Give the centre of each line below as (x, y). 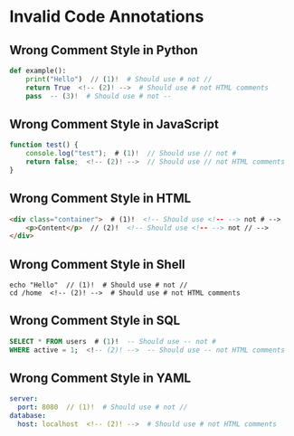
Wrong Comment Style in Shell (97, 264)
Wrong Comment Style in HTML (100, 199)
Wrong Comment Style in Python (104, 50)
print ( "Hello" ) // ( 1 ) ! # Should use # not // (119, 79)
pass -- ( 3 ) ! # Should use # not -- (99, 96)
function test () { (44, 145)
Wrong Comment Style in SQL (95, 321)
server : (24, 399)
